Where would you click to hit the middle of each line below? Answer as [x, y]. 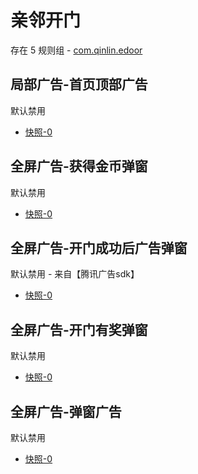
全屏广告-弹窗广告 [66, 411]
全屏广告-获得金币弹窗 [79, 166]
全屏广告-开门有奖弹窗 [79, 329]
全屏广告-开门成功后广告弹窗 [99, 247]
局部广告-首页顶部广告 [79, 84]
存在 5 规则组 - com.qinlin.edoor [76, 50]
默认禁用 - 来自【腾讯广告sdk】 [75, 274]
